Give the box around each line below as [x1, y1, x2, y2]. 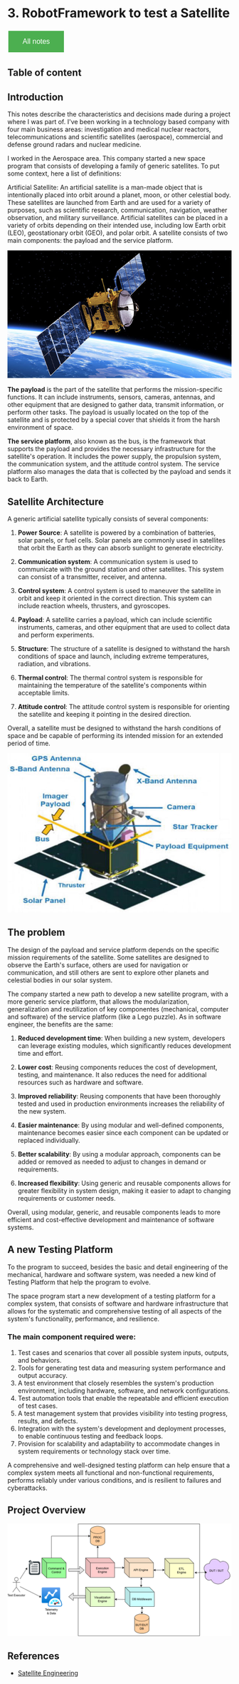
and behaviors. [17, 1356, 62, 1364]
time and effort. [17, 1049, 63, 1057]
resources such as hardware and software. [17, 1078, 144, 1086]
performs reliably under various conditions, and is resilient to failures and [7, 1476, 222, 1484]
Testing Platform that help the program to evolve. [7, 1278, 151, 1286]
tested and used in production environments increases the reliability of [17, 1099, 225, 1108]
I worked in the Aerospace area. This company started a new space [7, 154, 206, 163]
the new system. [17, 1106, 66, 1115]
